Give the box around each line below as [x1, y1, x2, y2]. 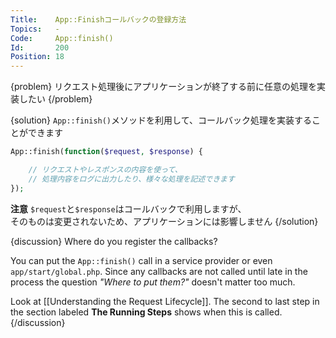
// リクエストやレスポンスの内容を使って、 [28, 165, 183, 175]
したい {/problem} [18, 93, 93, 105]
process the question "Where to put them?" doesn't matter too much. [10, 276, 296, 288]
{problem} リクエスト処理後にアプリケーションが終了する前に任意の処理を [10, 81, 317, 93]
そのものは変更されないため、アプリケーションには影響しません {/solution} [10, 215, 319, 227]
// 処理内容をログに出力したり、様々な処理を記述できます [28, 174, 235, 184]
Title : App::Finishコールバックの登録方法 [10, 14, 187, 25]
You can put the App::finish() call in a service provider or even [10, 254, 273, 266]
